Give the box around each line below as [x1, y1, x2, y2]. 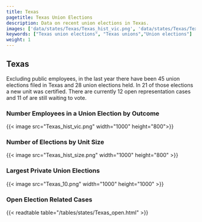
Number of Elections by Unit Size [6, 138, 105, 146]
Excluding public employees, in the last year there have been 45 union [6, 75, 180, 82]
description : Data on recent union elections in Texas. [6, 20, 149, 26]
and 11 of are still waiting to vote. [6, 94, 87, 101]
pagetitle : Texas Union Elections [6, 14, 93, 20]
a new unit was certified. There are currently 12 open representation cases [6, 88, 191, 95]
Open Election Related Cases [6, 195, 93, 203]
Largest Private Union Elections [6, 167, 100, 175]
